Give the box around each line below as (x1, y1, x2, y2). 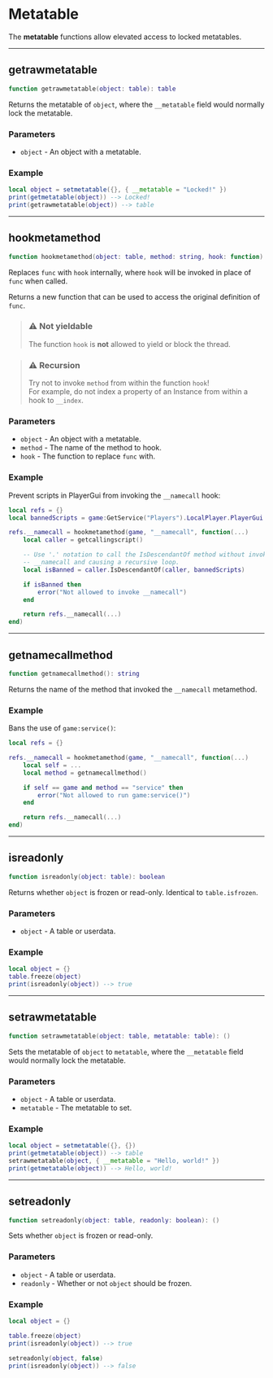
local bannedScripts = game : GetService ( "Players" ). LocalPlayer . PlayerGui (8, 514, 264, 522)
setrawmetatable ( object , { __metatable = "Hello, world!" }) (8, 1157, 220, 1165)
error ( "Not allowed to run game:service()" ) (37, 791, 191, 799)
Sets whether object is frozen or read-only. (8, 1231, 154, 1240)
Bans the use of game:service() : (8, 723, 116, 733)
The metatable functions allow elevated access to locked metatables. (8, 32, 242, 42)
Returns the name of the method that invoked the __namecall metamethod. (8, 684, 258, 694)
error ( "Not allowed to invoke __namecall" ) (37, 588, 187, 596)
